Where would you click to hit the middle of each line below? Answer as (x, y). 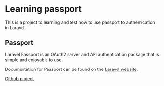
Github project (20, 78)
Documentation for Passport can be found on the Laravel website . (71, 69)
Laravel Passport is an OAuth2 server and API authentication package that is (82, 54)
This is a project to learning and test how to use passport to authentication (80, 22)
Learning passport (43, 9)
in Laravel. (15, 27)
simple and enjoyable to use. (34, 60)
